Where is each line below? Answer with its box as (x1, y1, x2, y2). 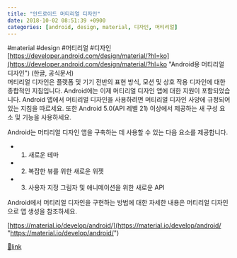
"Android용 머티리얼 (168, 60, 225, 69)
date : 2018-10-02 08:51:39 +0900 (7, 17, 106, 24)
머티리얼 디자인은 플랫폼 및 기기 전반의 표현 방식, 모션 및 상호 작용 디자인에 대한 (7, 78, 226, 86)
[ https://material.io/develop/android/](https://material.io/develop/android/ (7, 221, 221, 230)
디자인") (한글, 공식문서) (7, 69, 74, 78)
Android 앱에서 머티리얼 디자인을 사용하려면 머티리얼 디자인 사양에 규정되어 (22, 95, 231, 104)
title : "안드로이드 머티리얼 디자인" (7, 10, 101, 18)
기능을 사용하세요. (22, 113, 72, 122)
